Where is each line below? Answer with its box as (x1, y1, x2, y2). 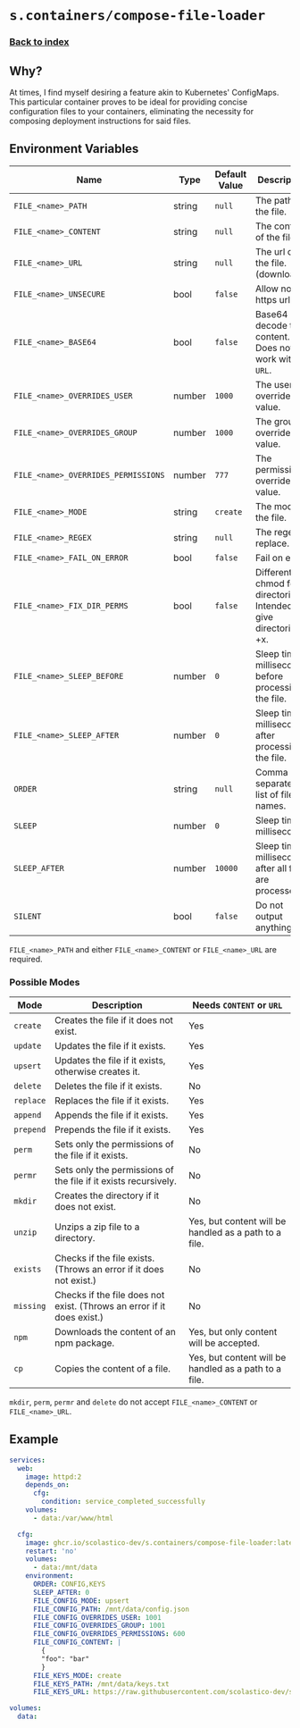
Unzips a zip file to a (54, 1221, 140, 1233)
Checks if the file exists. (54, 1252, 154, 1264)
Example (9, 1432, 59, 1447)
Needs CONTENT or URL (191, 999, 283, 1011)
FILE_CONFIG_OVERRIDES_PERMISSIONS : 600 (32, 1630, 186, 1639)
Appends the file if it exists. (54, 1109, 169, 1121)
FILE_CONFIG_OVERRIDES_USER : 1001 (32, 1613, 162, 1622)
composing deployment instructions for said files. (9, 115, 192, 126)
